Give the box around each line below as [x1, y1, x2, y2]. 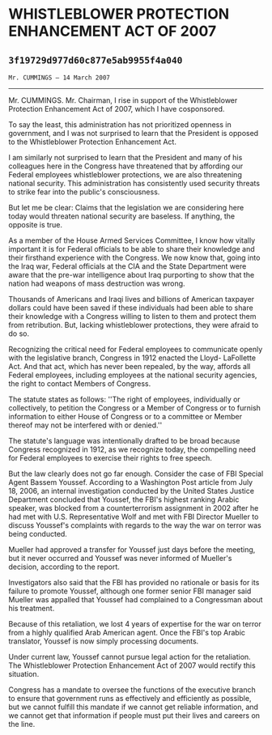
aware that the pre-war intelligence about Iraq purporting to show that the [8, 270, 255, 279]
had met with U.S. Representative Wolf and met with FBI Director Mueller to [8, 512, 259, 521]
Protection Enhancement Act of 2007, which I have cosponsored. [8, 104, 225, 113]
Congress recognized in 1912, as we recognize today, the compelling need [8, 444, 257, 454]
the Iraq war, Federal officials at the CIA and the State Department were [8, 261, 247, 271]
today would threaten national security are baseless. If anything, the [8, 211, 236, 221]
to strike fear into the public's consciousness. [8, 187, 160, 197]
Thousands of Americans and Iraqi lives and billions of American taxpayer [8, 295, 255, 304]
